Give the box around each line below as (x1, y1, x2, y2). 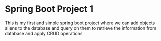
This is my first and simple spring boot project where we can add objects (5, 20, 155, 26)
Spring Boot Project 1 (5, 3, 94, 15)
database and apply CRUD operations (5, 30, 83, 36)
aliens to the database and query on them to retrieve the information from (5, 25, 156, 31)
